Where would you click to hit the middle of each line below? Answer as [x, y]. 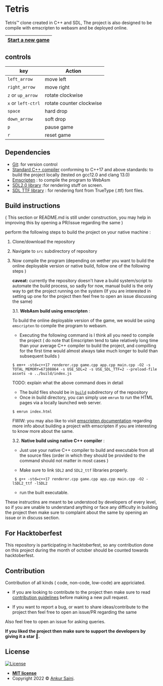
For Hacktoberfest [34, 533]
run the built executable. [44, 493]
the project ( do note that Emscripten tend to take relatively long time [89, 341]
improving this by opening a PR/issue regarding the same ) [64, 223]
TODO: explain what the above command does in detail [68, 383]
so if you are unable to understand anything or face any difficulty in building [81, 507]
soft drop [55, 119]
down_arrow [20, 119]
